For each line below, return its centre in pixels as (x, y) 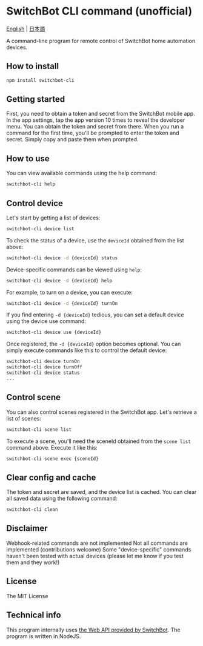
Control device (35, 203)
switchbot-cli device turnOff (45, 367)
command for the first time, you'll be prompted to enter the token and (93, 133)
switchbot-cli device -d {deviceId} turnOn (62, 303)
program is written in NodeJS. (44, 636)
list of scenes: (24, 418)
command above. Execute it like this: (52, 447)
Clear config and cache (51, 477)
